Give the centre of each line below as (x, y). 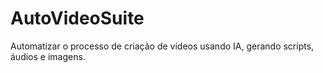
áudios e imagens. (48, 56)
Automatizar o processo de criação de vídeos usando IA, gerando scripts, (162, 46)
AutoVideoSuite (77, 18)
